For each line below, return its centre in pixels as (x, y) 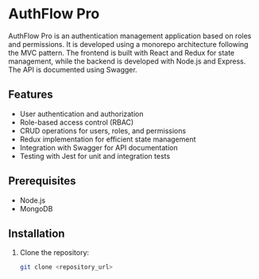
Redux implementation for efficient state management (108, 139)
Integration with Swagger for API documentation (99, 147)
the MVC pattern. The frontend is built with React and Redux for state (122, 52)
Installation (37, 233)
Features (31, 95)
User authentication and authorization (82, 114)
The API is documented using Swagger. (73, 69)
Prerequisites (42, 181)
